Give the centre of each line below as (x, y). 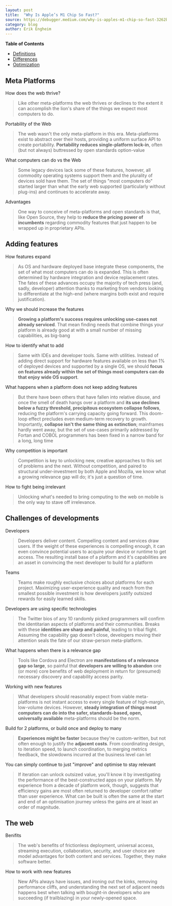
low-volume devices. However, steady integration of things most (87, 707)
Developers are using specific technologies (51, 608)
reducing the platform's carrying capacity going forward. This (83, 413)
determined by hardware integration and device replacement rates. (89, 277)
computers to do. (36, 114)
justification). (32, 299)
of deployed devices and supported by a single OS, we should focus (90, 366)
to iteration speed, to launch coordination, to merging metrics (82, 749)
